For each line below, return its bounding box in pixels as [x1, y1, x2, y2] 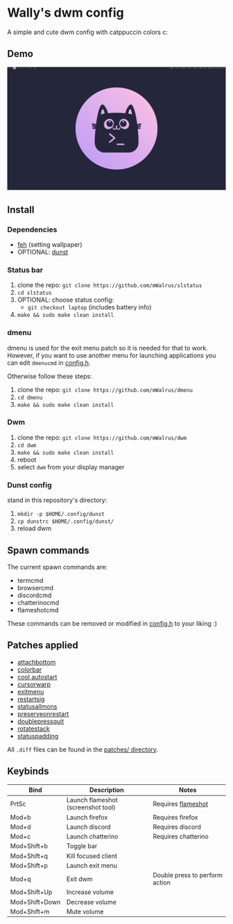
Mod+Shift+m [10, 907, 50, 916]
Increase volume [66, 888, 114, 896]
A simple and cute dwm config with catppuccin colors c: [7, 28, 169, 36]
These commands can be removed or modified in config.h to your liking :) [7, 619, 217, 627]
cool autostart [17, 672, 58, 681]
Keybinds [7, 765, 50, 777]
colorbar [17, 665, 42, 674]
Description [89, 786, 124, 794]
